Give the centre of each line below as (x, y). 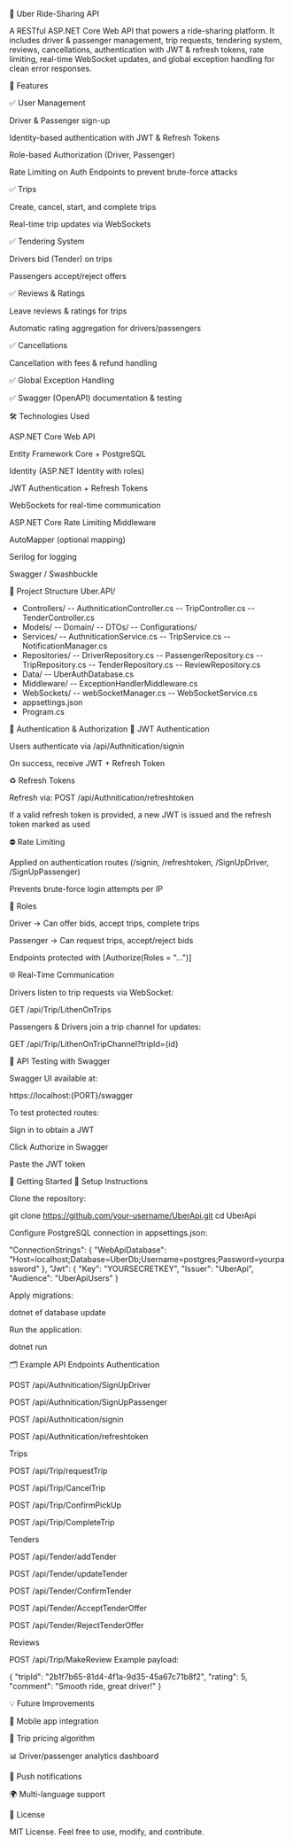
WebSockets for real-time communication (85, 505)
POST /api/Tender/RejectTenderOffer (77, 1625)
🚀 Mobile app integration (54, 1721)
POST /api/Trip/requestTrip (58, 1471)
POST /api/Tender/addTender (63, 1556)
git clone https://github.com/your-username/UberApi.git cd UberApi (133, 1215)
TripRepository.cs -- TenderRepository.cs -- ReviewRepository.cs (141, 665)
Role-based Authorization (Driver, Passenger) (92, 155)
